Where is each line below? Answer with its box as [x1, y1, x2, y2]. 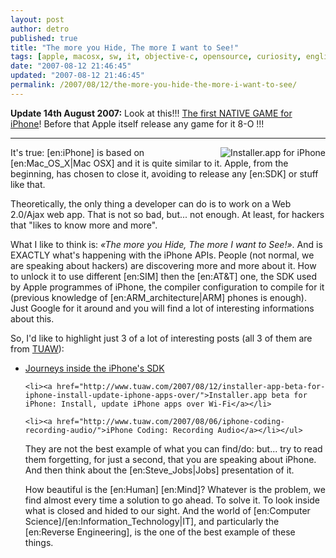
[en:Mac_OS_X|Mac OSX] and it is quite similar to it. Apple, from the [10, 157, 289, 169]
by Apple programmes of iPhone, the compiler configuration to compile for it [10, 281, 325, 293]
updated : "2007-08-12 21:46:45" [10, 71, 145, 81]
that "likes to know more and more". [10, 219, 158, 231]
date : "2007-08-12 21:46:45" [10, 61, 132, 71]
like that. [10, 178, 46, 190]
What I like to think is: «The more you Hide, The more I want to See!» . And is [10, 238, 323, 250]
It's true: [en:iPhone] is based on [10, 146, 145, 158]
